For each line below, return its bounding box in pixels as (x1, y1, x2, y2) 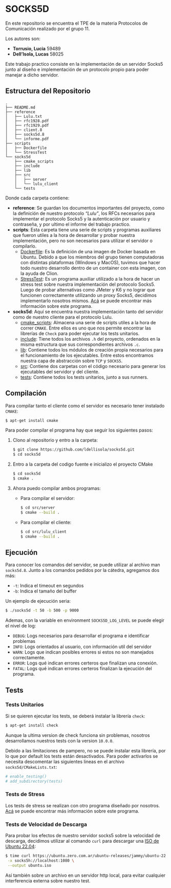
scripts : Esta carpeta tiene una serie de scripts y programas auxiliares (12, 227, 161, 233)
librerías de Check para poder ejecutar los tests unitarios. (20, 330, 140, 337)
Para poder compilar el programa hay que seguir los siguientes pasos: (5, 427, 154, 433)
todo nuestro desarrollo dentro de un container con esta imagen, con (20, 265, 166, 271)
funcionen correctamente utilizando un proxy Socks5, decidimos (20, 292, 157, 298)
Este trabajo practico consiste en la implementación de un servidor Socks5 (5, 61, 163, 67)
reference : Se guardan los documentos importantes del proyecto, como (12, 205, 165, 211)
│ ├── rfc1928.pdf (5, 118, 50, 123)
